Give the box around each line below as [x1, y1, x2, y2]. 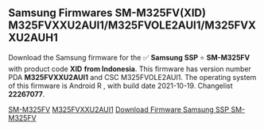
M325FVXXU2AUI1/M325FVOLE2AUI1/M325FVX [8, 19, 257, 32]
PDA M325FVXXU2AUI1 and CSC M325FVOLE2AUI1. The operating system [8, 72, 257, 82]
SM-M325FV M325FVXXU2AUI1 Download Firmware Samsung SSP [8, 105, 229, 114]
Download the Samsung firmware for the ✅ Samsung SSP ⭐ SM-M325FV [8, 52, 250, 62]
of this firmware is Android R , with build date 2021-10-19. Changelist [8, 81, 233, 90]
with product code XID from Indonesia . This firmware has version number [8, 63, 252, 74]
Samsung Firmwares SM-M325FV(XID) [8, 6, 207, 20]
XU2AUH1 [8, 31, 58, 44]
